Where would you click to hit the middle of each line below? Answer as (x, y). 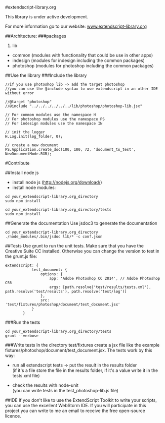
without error (20, 93)
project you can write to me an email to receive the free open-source (75, 411)
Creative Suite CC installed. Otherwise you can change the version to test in (82, 251)
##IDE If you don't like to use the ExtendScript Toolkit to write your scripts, (81, 400)
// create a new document (32, 145)
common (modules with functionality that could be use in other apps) (82, 55)
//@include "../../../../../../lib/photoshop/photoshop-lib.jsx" (74, 106)
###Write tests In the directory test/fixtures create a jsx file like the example (82, 345)
